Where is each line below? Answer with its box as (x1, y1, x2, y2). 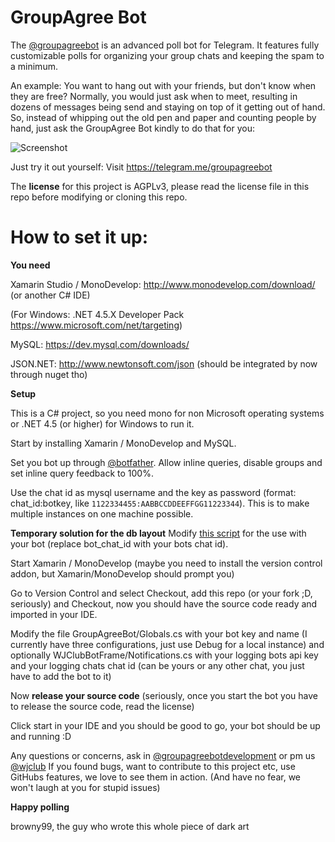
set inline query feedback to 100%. (10, 467, 154, 479)
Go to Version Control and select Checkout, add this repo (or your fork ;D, (10, 587, 313, 599)
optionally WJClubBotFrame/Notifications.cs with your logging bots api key (10, 649, 319, 661)
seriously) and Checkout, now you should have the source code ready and (10, 597, 318, 610)
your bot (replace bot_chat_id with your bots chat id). (10, 537, 229, 550)
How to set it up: (10, 226, 149, 249)
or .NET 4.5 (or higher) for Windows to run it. (10, 417, 195, 430)
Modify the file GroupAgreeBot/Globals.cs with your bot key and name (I (10, 627, 308, 640)
